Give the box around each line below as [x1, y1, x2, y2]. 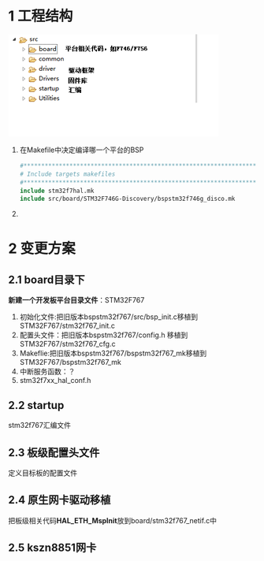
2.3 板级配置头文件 [8, 446, 100, 459]
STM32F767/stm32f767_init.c [19, 321, 116, 331]
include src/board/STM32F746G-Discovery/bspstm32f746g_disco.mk [19, 195, 236, 203]
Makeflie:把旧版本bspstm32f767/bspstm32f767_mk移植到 [19, 348, 207, 359]
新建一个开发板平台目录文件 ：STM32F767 [8, 295, 145, 305]
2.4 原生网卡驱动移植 [8, 493, 111, 507]
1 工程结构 [8, 7, 73, 25]
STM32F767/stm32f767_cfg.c [19, 340, 116, 349]
